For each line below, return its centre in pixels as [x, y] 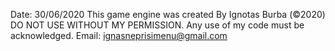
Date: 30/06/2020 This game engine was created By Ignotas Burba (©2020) [168, 14]
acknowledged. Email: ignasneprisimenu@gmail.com [119, 35]
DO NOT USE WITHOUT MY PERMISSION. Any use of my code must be [157, 25]
